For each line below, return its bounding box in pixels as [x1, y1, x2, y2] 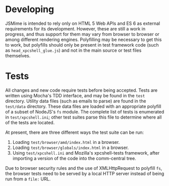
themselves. [5, 52, 31, 59]
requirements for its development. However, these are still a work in [5, 25, 145, 31]
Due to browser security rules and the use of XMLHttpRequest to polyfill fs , [5, 165, 162, 171]
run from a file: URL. [5, 176, 51, 182]
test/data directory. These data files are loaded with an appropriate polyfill [5, 103, 161, 109]
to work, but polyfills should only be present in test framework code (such [5, 42, 159, 48]
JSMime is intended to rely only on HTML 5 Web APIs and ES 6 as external [5, 20, 160, 26]
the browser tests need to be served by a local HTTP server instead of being [5, 170, 164, 176]
